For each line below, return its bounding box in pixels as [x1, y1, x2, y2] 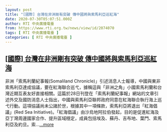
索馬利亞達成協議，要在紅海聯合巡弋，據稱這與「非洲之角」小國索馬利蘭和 [5, 84, 158, 90]
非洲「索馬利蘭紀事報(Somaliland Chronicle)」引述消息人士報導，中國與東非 [5, 78, 161, 84]
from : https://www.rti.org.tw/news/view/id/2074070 [5, 26, 114, 31]
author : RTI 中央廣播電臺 [5, 21, 55, 26]
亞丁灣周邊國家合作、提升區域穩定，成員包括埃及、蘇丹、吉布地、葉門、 [5, 115, 153, 121]
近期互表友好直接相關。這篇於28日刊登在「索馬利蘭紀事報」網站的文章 [9, 90, 155, 96]
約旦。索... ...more [18, 121, 54, 127]
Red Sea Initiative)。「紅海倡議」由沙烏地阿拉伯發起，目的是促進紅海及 [15, 109, 159, 115]
